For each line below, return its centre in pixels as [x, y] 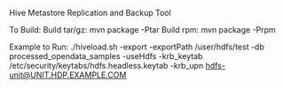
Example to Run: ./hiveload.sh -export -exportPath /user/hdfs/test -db [137, 47]
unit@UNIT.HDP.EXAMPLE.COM [68, 75]
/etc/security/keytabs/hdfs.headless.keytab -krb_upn [106, 66]
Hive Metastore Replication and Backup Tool [90, 13]
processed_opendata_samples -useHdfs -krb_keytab [106, 56]
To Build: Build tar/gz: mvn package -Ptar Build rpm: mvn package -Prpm [143, 30]
